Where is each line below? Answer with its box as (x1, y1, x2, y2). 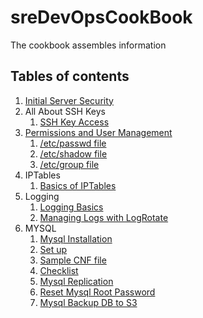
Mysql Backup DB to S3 (39, 296, 138, 308)
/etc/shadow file (39, 147, 108, 160)
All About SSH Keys (24, 105, 106, 117)
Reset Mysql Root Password (39, 286, 156, 298)
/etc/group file (39, 158, 100, 170)
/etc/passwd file (39, 137, 107, 149)
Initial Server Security (24, 94, 114, 106)
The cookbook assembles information (10, 39, 167, 51)
